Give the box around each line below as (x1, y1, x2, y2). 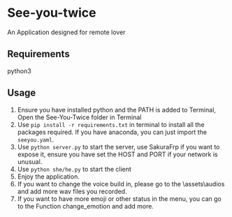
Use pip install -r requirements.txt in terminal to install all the (17, 120, 205, 128)
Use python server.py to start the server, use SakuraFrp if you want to (17, 142, 220, 151)
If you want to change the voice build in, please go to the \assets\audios (17, 179, 225, 188)
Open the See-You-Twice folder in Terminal (17, 113, 142, 121)
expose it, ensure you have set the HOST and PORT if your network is (17, 150, 218, 158)
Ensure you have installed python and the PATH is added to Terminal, (17, 105, 217, 114)
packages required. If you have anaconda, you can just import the (17, 128, 208, 136)
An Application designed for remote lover (7, 28, 126, 36)
